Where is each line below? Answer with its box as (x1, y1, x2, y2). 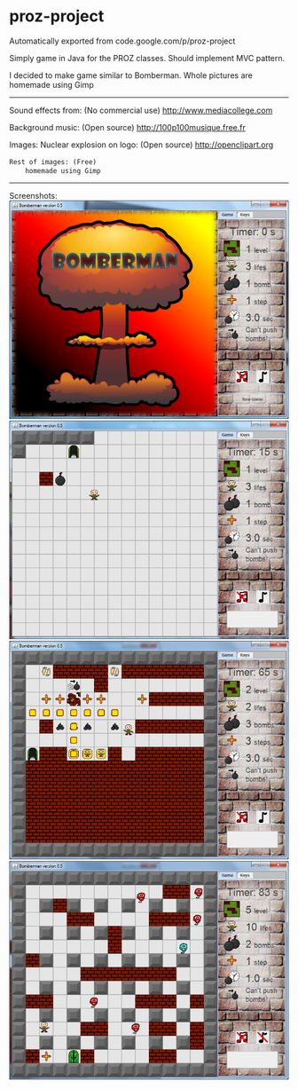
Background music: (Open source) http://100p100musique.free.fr (9, 122, 247, 132)
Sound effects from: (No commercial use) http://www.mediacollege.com (9, 105, 273, 115)
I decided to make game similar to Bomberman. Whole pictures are (9, 69, 253, 81)
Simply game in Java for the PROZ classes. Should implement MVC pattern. (9, 52, 286, 63)
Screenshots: (9, 190, 58, 201)
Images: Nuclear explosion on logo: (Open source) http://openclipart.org (9, 139, 274, 150)
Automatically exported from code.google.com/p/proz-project (9, 36, 236, 46)
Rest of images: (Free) (9, 157, 98, 166)
